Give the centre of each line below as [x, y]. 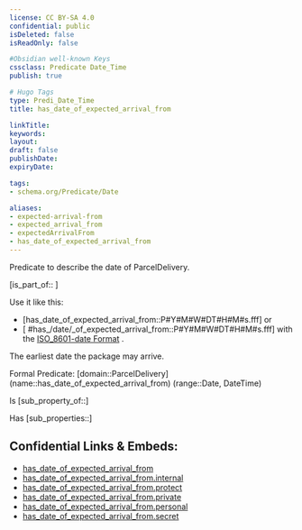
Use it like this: [37, 302]
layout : [24, 142]
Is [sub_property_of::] [49, 400]
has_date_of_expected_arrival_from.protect [102, 487]
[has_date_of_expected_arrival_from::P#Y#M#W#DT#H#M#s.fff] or [147, 319]
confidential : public [50, 26]
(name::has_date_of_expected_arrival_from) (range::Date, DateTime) [136, 383]
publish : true [36, 76]
